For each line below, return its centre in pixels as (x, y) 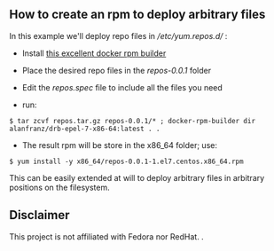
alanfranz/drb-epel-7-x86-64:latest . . (85, 129)
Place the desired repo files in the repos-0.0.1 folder (116, 70)
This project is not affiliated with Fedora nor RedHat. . (106, 236)
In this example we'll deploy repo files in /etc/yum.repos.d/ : (118, 35)
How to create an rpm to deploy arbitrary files (137, 15)
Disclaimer (39, 215)
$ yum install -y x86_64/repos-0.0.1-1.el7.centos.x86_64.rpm (126, 161)
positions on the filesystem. (59, 187)
